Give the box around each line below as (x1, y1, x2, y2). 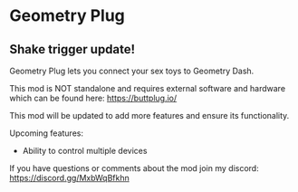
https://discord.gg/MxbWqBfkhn (9, 173, 130, 183)
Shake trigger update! (9, 42, 136, 57)
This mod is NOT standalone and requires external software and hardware (9, 83, 286, 93)
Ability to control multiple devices (22, 146, 148, 156)
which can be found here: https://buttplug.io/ (9, 92, 178, 103)
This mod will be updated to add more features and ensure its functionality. (9, 110, 290, 120)
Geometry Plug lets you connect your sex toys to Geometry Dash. (9, 65, 255, 76)
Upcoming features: (9, 128, 84, 139)
